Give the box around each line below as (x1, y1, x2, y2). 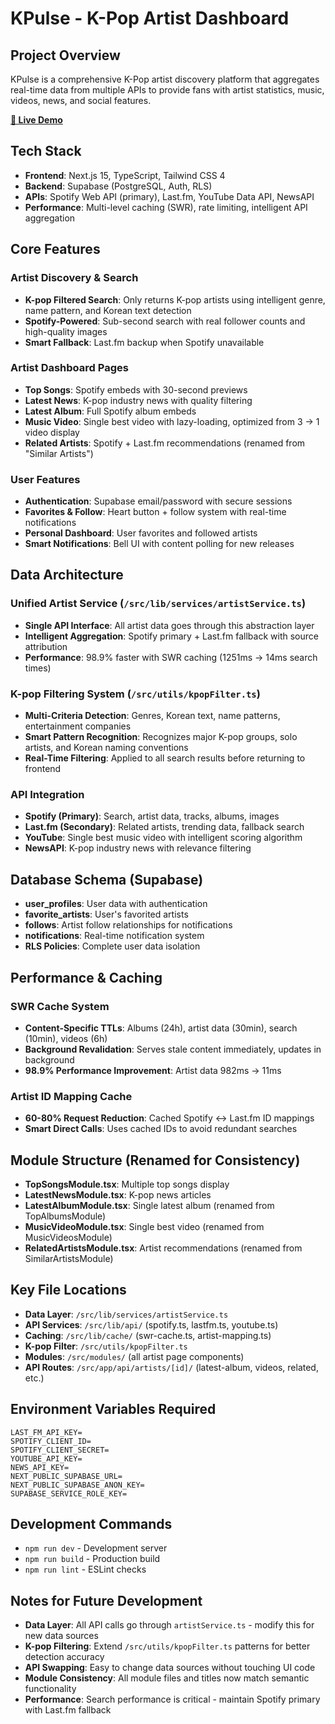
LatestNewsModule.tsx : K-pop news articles (24, 1188, 212, 1201)
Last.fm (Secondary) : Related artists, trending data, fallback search (24, 821, 305, 833)
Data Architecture (10, 567, 124, 584)
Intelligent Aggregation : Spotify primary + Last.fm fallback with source (24, 630, 319, 642)
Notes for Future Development (10, 1592, 203, 1609)
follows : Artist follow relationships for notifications (24, 919, 233, 931)
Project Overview (10, 47, 121, 64)
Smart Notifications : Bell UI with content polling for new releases (24, 538, 295, 550)
